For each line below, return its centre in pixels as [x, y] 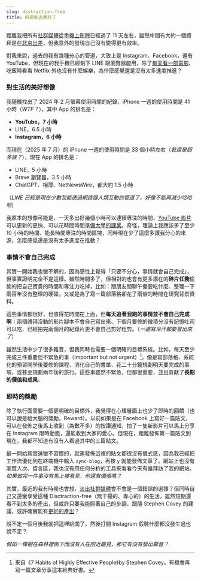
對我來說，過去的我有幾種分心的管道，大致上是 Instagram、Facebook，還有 [100, 55]
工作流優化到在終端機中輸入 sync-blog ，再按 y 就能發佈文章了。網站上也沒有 [100, 461]
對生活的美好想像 [31, 88]
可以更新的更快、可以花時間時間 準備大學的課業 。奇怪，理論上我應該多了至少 [100, 225]
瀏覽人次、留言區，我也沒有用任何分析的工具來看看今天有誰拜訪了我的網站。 [100, 469]
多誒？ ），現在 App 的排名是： [43, 157]
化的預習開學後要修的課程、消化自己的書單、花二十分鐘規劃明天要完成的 [95, 364]
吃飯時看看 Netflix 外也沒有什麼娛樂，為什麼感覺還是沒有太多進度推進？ [94, 70]
